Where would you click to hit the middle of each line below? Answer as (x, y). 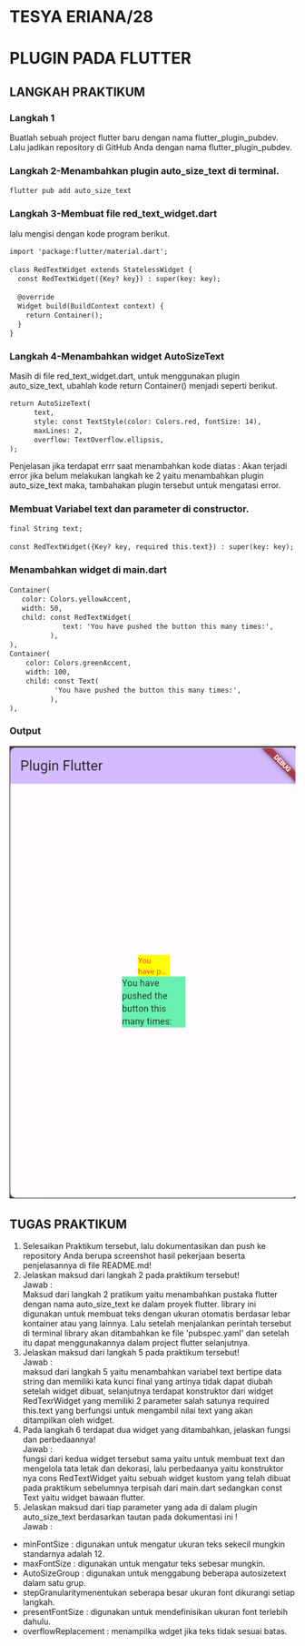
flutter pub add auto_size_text (70, 191)
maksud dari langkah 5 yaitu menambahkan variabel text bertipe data (152, 1372)
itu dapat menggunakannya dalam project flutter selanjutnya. (136, 1343)
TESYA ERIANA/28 (82, 17)
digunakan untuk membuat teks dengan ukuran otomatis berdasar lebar (157, 1314)
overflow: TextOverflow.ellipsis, (99, 440)
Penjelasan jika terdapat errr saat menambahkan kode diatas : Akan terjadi (148, 465)
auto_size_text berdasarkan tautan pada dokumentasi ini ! (130, 1517)
